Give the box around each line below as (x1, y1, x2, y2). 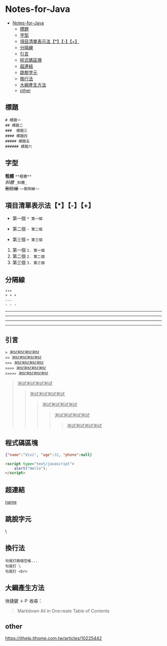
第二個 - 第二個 (12, 226, 43, 232)
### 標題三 (5, 128, 28, 133)
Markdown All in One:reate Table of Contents (17, 608, 110, 614)
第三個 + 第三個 (12, 236, 43, 242)
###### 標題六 (5, 144, 32, 149)
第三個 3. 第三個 (12, 260, 45, 266)
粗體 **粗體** (5, 173, 32, 179)
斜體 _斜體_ (5, 179, 27, 185)
